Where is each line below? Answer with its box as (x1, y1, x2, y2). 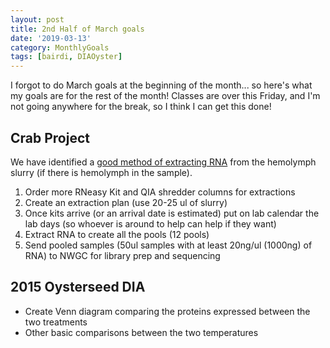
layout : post (10, 14, 65, 25)
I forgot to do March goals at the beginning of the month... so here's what (10, 79, 313, 91)
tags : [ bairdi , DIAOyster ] (10, 52, 123, 62)
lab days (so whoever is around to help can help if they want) (24, 217, 277, 230)
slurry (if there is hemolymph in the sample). (10, 166, 193, 178)
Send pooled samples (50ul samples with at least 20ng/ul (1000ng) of (24, 239, 313, 251)
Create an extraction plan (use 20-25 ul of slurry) (24, 196, 228, 208)
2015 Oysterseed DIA (10, 279, 146, 296)
